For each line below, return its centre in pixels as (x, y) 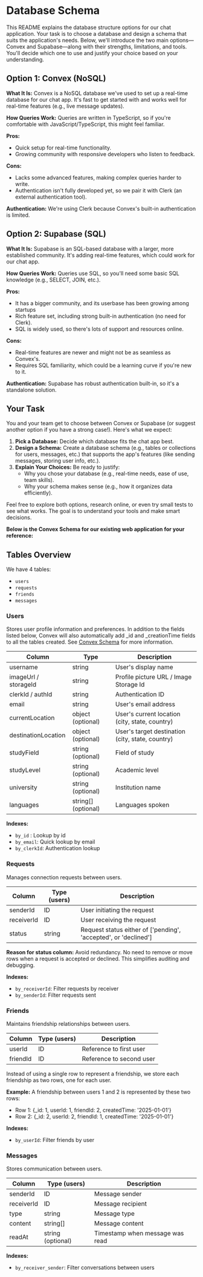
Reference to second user (118, 1059)
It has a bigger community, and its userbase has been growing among (102, 303)
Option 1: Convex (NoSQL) (56, 78)
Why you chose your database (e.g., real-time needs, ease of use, (106, 474)
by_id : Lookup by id (40, 836)
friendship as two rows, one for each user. (59, 1080)
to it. (21, 371)
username (24, 667)
